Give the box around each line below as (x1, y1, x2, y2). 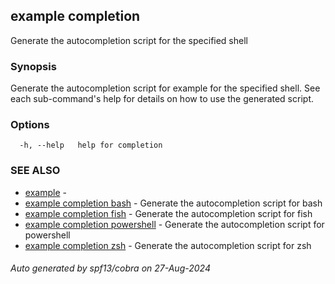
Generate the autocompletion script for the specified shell (10, 34, 248, 46)
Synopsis (10, 59, 57, 73)
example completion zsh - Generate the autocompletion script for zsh (24, 239, 312, 251)
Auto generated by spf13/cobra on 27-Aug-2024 (10, 262, 211, 274)
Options (10, 118, 50, 132)
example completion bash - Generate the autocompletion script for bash (24, 197, 323, 209)
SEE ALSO (10, 164, 61, 178)
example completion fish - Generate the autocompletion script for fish (24, 207, 313, 219)
